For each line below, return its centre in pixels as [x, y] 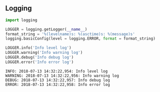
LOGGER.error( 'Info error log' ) [39, 62]
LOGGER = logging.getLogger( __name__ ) [46, 29]
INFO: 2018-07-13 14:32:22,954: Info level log [57, 71]
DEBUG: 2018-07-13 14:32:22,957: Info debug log [58, 80]
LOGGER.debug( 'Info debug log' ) [39, 57]
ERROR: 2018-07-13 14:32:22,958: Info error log [58, 84]
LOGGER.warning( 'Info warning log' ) [44, 53]
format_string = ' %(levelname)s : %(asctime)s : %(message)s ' [70, 34]
